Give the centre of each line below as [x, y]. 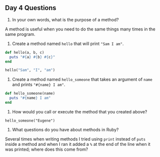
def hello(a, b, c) [25, 52]
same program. [20, 34]
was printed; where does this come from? [47, 149]
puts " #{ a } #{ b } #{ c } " [32, 57]
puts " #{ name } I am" [30, 98]
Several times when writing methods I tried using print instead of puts [75, 139]
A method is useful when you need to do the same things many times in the [80, 29]
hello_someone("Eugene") [30, 121]
